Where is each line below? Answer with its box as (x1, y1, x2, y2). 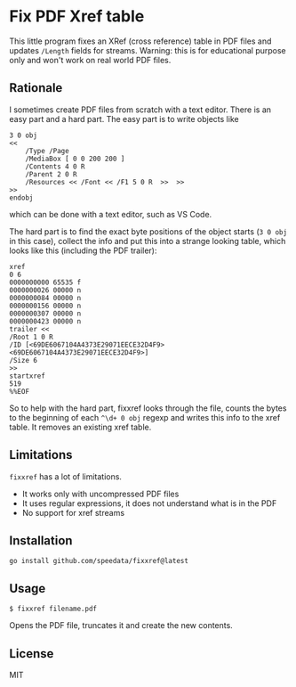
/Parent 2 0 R (25, 169, 77, 179)
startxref (9, 372, 46, 380)
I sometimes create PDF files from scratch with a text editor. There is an (9, 104, 272, 115)
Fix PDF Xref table (9, 6, 145, 27)
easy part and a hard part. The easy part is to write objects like (9, 113, 239, 124)
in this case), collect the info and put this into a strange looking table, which (9, 235, 286, 246)
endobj (9, 193, 34, 202)
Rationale (9, 80, 63, 95)
